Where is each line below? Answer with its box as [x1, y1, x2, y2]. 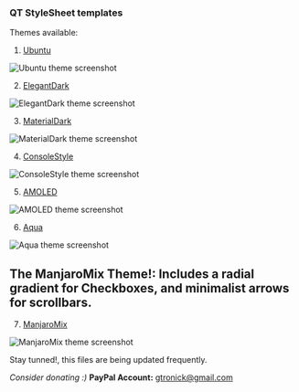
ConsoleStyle [22, 151, 74, 162]
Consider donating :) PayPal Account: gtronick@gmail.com [9, 372, 233, 383]
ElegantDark [22, 80, 70, 91]
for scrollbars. [9, 294, 92, 310]
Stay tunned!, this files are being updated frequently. [9, 355, 208, 366]
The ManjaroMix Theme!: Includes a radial [9, 266, 254, 281]
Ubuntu [22, 45, 52, 56]
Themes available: [9, 27, 79, 38]
